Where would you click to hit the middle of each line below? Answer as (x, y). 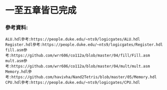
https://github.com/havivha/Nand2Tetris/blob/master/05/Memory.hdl (84, 77)
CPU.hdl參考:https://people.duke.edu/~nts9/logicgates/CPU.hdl (73, 83)
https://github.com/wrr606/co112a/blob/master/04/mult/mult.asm (81, 67)
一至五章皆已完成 (41, 10)
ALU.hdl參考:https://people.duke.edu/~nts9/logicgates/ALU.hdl (73, 39)
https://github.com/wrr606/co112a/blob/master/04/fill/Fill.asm (81, 56)
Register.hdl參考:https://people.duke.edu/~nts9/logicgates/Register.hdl (84, 45)
